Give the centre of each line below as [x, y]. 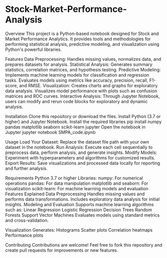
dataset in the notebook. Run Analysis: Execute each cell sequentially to [79, 147]
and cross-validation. [27, 220]
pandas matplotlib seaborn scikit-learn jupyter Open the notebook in [75, 127]
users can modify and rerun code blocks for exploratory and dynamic [77, 101]
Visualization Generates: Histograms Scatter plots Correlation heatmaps [79, 230]
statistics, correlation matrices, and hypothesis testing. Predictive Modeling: [83, 69]
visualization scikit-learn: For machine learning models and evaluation [77, 188]
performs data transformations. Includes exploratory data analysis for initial [83, 199]
